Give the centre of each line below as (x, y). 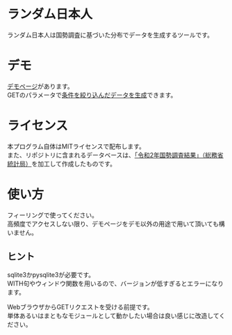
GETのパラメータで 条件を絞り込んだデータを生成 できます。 (92, 95)
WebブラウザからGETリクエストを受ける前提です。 (81, 306)
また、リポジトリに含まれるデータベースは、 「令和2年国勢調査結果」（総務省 (115, 155)
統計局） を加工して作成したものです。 (62, 164)
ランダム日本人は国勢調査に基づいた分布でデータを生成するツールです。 (110, 35)
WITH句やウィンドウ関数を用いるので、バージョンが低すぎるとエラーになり (116, 283)
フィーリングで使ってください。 (53, 215)
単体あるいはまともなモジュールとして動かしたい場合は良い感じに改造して (113, 315)
